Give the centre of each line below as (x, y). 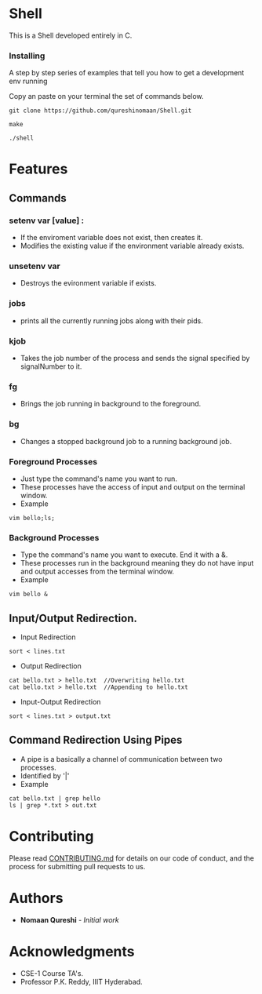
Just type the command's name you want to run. (98, 479)
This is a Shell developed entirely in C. (71, 35)
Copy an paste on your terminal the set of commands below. (106, 96)
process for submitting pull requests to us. (77, 866)
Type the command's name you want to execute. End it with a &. (124, 555)
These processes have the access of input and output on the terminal (133, 486)
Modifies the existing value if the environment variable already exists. (132, 246)
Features (38, 169)
